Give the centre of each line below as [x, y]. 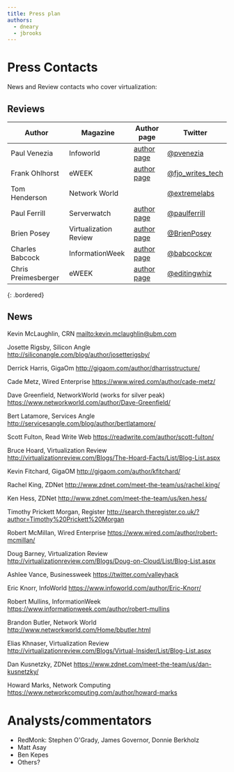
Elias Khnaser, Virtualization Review [58, 643]
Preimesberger [35, 278]
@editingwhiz [189, 273]
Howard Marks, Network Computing [59, 685]
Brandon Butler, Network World [52, 622]
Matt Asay [32, 747]
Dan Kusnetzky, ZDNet [40, 664]
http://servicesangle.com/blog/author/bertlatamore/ [81, 423]
